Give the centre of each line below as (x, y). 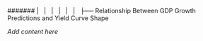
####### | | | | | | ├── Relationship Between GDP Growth (102, 11)
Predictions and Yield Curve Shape (58, 18)
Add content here (33, 32)
